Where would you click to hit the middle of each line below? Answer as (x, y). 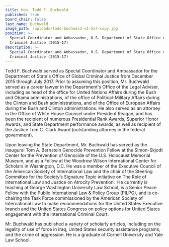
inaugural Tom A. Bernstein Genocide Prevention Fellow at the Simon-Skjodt (84, 150)
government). (19, 135)
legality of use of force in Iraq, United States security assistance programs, (83, 229)
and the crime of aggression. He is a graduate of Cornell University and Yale (84, 235)
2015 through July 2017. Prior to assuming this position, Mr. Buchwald (77, 81)
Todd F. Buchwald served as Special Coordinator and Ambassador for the (81, 71)
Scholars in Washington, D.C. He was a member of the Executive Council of (83, 166)
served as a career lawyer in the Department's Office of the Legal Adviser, (82, 87)
